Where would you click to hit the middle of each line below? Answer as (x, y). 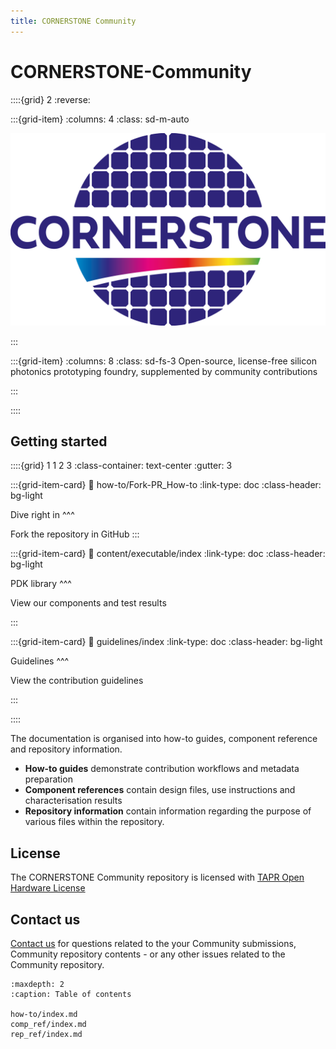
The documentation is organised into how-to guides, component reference (164, 739)
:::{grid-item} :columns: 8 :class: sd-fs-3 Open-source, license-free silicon (163, 361)
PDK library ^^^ (41, 584)
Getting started (59, 441)
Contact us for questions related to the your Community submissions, (153, 944)
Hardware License (48, 888)
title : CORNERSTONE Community (73, 21)
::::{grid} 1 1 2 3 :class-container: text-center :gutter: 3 (121, 466)
